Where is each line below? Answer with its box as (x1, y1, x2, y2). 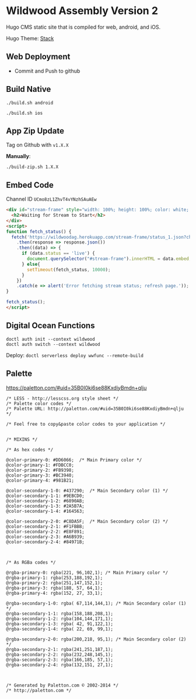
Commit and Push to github (14, 67, 80, 74)
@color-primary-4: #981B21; (6, 477, 75, 484)
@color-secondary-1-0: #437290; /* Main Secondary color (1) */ (6, 488, 168, 494)
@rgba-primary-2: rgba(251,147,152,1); (6, 580, 103, 586)
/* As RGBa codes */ (6, 559, 57, 566)
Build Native (6, 84, 51, 94)
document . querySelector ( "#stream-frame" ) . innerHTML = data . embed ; (27, 256, 192, 262)
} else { (21, 261, 41, 267)
